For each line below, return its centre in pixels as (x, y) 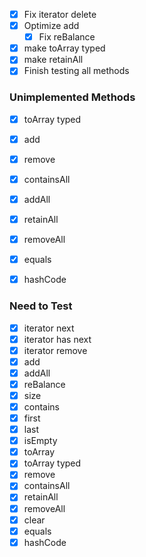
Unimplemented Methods (72, 97)
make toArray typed (64, 48)
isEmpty (40, 441)
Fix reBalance (67, 37)
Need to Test (41, 306)
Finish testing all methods (76, 71)
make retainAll (53, 60)
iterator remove (55, 350)
